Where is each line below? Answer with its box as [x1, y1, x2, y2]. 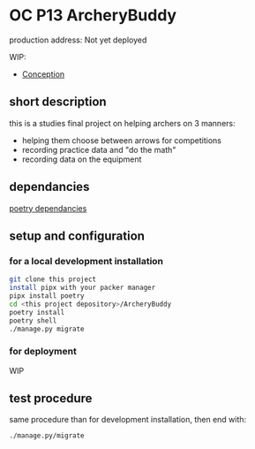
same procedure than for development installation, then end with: [9, 415, 247, 425]
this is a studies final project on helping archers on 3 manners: [9, 118, 236, 128]
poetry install [9, 308, 65, 316]
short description [9, 95, 108, 110]
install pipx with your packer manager [9, 284, 156, 293]
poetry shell [9, 316, 57, 325]
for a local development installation [9, 255, 164, 267]
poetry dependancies [9, 202, 87, 213]
